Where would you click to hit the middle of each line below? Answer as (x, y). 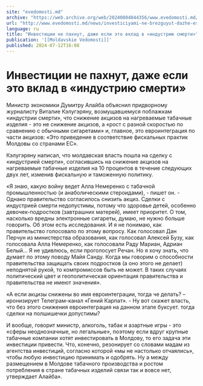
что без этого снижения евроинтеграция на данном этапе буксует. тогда (101, 307)
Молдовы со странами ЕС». (42, 143)
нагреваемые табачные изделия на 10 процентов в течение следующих (99, 168)
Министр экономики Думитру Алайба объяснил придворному (87, 105)
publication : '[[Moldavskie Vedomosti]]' (59, 40)
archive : (17, 18)
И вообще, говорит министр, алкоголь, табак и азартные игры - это (94, 325)
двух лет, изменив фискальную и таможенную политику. (80, 174)
